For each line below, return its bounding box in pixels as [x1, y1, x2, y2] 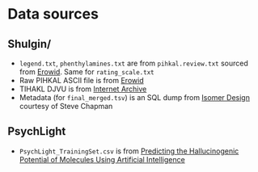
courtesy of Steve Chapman [19, 102, 113, 111]
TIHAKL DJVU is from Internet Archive [19, 84, 147, 94]
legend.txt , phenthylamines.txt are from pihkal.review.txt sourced [19, 58, 248, 68]
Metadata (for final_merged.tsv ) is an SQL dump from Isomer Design [19, 93, 250, 102]
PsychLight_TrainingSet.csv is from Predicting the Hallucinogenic [19, 146, 239, 156]
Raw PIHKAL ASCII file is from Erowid [19, 76, 144, 85]
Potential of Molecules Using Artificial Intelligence [19, 154, 185, 164]
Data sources [7, 5, 99, 23]
